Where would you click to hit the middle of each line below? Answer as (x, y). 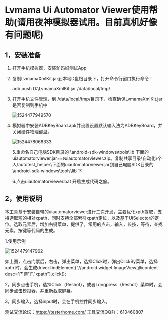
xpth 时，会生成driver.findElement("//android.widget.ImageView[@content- (83, 267)
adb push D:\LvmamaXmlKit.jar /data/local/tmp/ (61, 89)
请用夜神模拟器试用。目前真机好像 (87, 23)
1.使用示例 (15, 241)
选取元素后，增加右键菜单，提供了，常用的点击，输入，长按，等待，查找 (88, 224)
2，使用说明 (24, 199)
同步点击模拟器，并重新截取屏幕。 (40, 291)
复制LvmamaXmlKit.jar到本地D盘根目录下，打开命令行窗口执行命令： (83, 79)
